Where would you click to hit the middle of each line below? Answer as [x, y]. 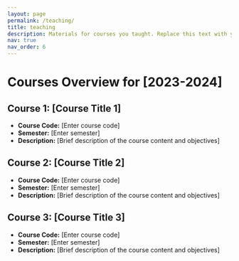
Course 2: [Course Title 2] [66, 163]
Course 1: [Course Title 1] [64, 108]
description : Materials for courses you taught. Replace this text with [117, 34]
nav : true [22, 41]
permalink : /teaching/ [41, 21]
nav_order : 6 [27, 47]
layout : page [27, 14]
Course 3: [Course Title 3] [67, 218]
